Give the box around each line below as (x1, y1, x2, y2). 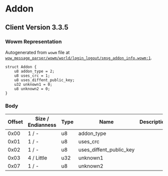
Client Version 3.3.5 (5, 23, 68, 32)
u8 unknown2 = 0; (14, 86, 50, 91)
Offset (7, 118, 23, 125)
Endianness (27, 121, 56, 128)
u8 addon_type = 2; (14, 69, 55, 74)
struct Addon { (5, 64, 37, 69)
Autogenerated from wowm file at (5, 49, 70, 55)
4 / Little (27, 154, 47, 161)
